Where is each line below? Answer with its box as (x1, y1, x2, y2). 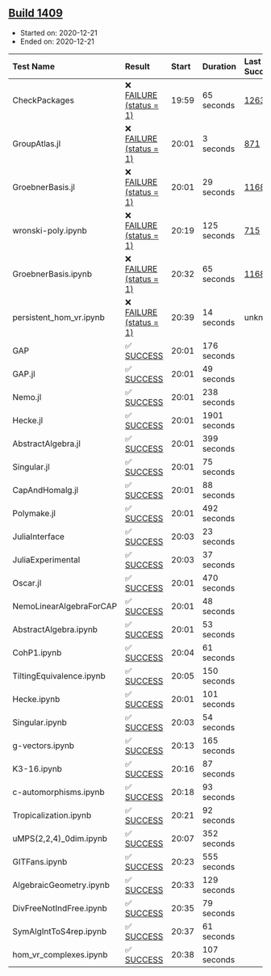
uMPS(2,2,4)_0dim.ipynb (12, 832, 107, 843)
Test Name (12, 61, 55, 72)
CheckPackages (12, 95, 75, 106)
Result (124, 61, 151, 72)
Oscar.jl (12, 577, 42, 588)
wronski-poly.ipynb (12, 225, 87, 236)
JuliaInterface (12, 531, 65, 542)
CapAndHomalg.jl (12, 484, 79, 495)
